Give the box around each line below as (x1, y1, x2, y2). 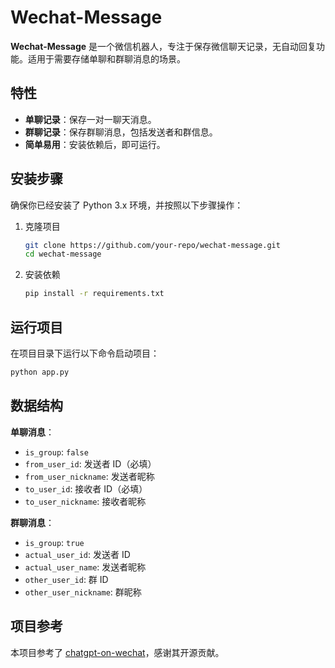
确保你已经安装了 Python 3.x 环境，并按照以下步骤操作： (10, 199, 244, 211)
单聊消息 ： (10, 426, 55, 438)
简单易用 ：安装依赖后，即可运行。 (24, 138, 166, 150)
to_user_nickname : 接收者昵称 (24, 495, 147, 507)
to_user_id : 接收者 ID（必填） (24, 482, 148, 495)
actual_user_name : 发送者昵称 (24, 561, 147, 573)
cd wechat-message (24, 249, 102, 260)
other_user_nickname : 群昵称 (24, 586, 142, 598)
